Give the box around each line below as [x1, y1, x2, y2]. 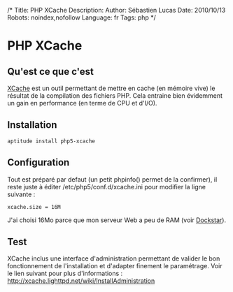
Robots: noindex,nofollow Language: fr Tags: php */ [7, 13, 156, 22]
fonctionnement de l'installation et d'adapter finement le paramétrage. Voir [7, 262, 223, 270]
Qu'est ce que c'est [7, 66, 94, 78]
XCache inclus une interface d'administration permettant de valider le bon [7, 254, 220, 263]
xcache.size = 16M [7, 203, 61, 210]
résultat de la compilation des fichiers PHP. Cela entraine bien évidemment [7, 92, 223, 100]
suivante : [7, 190, 36, 198]
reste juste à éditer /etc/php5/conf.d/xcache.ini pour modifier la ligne [7, 182, 206, 191]
